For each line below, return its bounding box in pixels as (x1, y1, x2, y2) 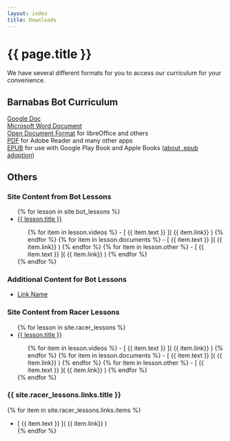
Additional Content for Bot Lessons (7, 274, 127, 284)
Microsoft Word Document (7, 122, 83, 130)
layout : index (7, 10, 48, 17)
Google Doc (7, 114, 41, 123)
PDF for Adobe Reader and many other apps (7, 136, 133, 145)
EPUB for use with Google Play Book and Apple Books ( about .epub (7, 144, 198, 152)
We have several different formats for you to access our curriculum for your (7, 69, 222, 77)
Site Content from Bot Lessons (7, 192, 112, 201)
